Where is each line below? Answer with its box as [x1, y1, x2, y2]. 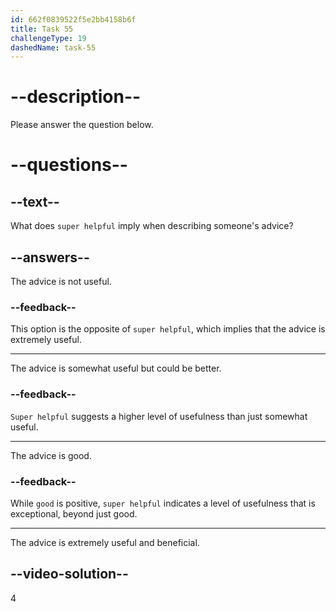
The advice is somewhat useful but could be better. [10, 362, 222, 375]
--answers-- [10, 249, 90, 266]
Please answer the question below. [10, 119, 154, 131]
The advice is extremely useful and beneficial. [10, 536, 200, 548]
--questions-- [10, 154, 128, 176]
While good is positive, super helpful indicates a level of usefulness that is [10, 497, 316, 509]
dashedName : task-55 [10, 42, 97, 53]
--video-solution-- [10, 566, 129, 583]
